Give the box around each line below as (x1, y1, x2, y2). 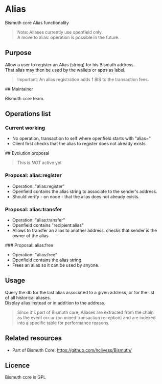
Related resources (5, 334, 62, 342)
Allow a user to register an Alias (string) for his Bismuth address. (5, 61, 135, 67)
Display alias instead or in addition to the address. (5, 300, 106, 305)
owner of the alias (12, 233, 49, 239)
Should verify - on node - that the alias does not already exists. (12, 193, 139, 199)
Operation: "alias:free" (12, 252, 58, 258)
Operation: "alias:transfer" (12, 217, 65, 223)
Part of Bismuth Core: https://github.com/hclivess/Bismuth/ (12, 347, 132, 353)
